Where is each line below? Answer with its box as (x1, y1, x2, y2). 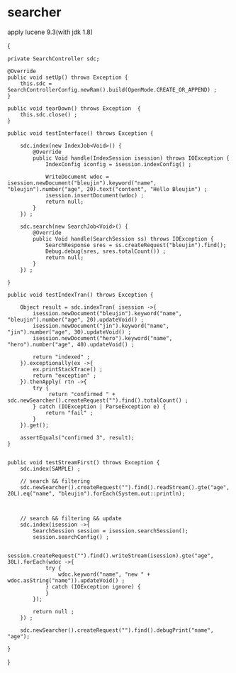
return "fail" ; (45, 409, 94, 416)
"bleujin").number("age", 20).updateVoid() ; (7, 316, 144, 323)
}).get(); (20, 422, 50, 429)
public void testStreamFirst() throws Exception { (7, 459, 160, 466)
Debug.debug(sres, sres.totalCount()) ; (45, 248, 167, 255)
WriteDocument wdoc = (45, 173, 110, 180)
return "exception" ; (33, 372, 97, 379)
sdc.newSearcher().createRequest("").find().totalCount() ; (7, 397, 189, 404)
